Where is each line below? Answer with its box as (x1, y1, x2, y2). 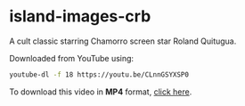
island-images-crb (9, 6, 151, 27)
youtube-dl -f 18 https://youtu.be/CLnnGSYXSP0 (9, 69, 190, 79)
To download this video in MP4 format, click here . (9, 86, 192, 97)
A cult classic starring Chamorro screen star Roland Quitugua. (9, 36, 237, 46)
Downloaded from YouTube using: (9, 53, 135, 63)
